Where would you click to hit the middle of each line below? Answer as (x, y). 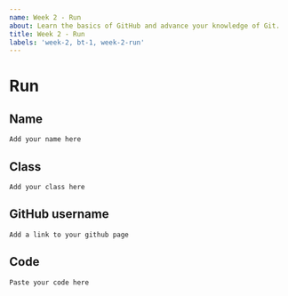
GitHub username (59, 214)
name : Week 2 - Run (45, 17)
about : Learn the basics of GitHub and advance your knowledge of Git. (144, 26)
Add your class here (48, 188)
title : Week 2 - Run (48, 34)
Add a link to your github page (69, 235)
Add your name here (45, 140)
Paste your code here (49, 282)
